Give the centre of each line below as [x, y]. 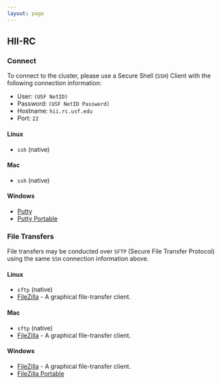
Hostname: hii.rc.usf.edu [55, 111]
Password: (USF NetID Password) [63, 104]
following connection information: [54, 83]
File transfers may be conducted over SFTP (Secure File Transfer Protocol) [111, 251]
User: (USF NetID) [42, 96]
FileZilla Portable [41, 373]
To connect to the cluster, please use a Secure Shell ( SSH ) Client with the [109, 76]
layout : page [26, 13]
